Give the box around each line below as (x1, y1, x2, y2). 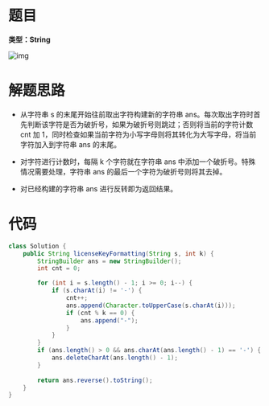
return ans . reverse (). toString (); (37, 376, 153, 384)
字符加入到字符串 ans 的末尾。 (19, 139, 122, 149)
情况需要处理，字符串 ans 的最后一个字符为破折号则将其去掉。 (19, 166, 227, 176)
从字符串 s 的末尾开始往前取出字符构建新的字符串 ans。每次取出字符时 (19, 109, 254, 119)
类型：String (8, 35, 51, 44)
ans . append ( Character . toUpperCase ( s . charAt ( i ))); (65, 301, 236, 310)
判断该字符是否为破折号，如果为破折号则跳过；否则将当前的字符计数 (27, 119, 254, 129)
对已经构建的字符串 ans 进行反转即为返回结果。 (19, 183, 178, 193)
